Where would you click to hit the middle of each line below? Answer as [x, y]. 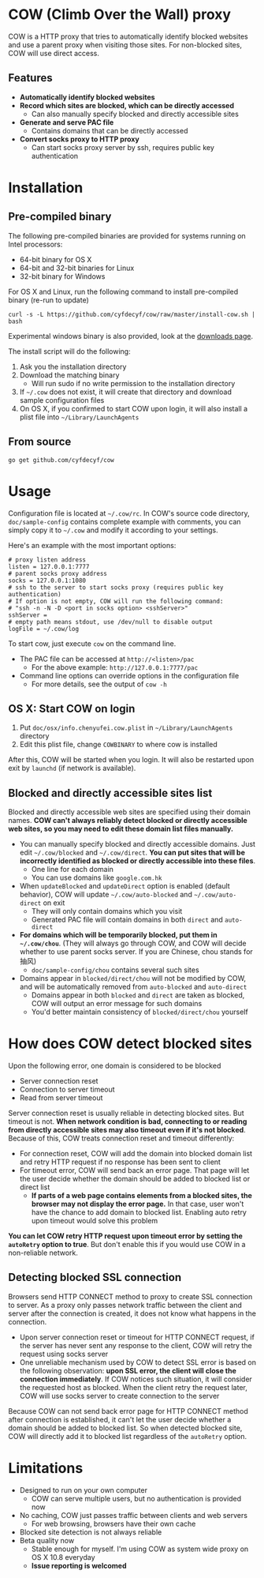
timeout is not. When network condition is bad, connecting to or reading [128, 1122]
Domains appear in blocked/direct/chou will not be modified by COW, [133, 979]
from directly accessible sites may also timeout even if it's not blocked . [127, 1130]
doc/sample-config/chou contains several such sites [115, 970]
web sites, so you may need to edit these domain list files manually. [121, 829]
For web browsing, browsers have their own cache [113, 1524]
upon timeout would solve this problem [95, 1221]
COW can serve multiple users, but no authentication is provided [136, 1498]
